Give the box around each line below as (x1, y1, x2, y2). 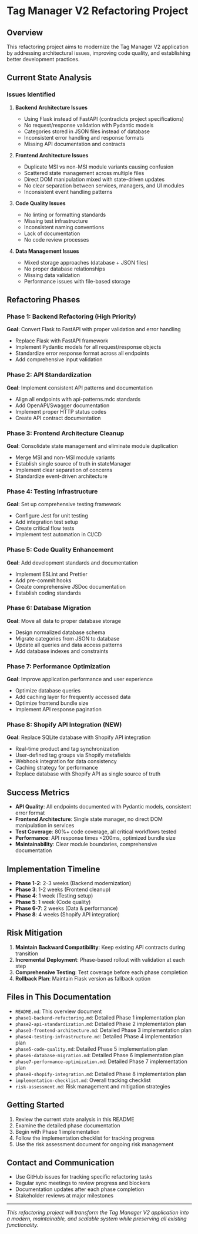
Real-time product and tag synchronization (15, 745, 119, 753)
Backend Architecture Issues (15, 104, 88, 111)
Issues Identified (6, 90, 56, 98)
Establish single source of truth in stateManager (15, 460, 132, 467)
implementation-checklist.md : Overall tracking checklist (15, 1077, 151, 1084)
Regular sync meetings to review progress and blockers (15, 1180, 150, 1187)
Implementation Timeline (6, 864, 100, 874)
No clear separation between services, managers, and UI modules (24, 182, 184, 189)
